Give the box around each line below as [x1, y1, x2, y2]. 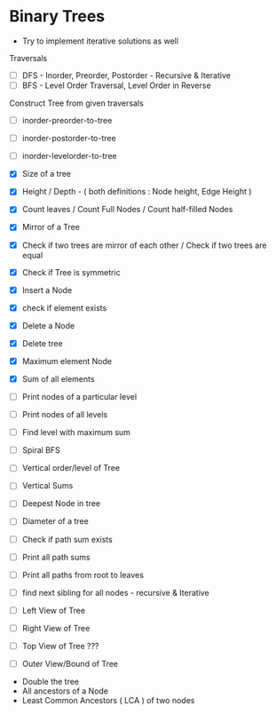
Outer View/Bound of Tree [21, 658, 118, 669]
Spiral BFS [21, 445, 60, 456]
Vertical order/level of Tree [21, 463, 121, 473]
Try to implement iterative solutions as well [21, 36, 179, 46]
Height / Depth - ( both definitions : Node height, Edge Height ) [21, 186, 252, 197]
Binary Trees [9, 6, 105, 27]
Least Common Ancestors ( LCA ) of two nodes [21, 695, 195, 705]
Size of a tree [21, 169, 72, 179]
